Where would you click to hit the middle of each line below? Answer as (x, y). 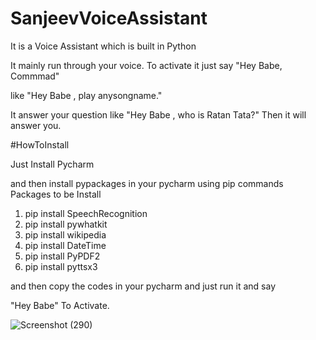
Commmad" (35, 76)
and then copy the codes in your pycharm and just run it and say (143, 286)
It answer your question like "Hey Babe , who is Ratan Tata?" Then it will (158, 114)
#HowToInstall (40, 144)
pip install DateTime (65, 245)
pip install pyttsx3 (61, 266)
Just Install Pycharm (52, 164)
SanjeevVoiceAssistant (109, 18)
